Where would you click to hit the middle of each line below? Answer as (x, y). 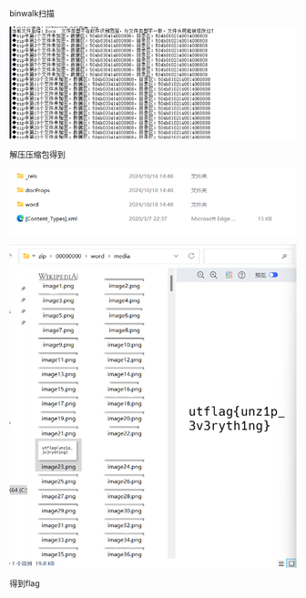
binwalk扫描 (32, 13)
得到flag (25, 583)
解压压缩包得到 (37, 154)
